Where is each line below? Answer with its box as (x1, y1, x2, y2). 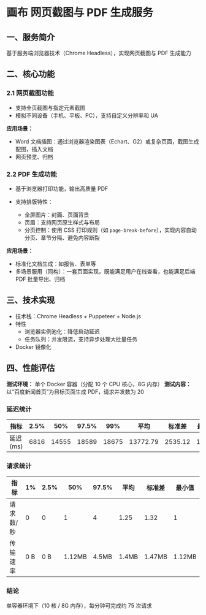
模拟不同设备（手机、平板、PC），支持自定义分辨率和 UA (15, 112, 158, 119)
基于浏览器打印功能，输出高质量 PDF (15, 185, 109, 192)
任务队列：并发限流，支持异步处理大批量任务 (24, 335, 138, 343)
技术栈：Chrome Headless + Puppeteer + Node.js (15, 312, 141, 319)
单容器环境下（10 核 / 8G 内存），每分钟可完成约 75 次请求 (6, 602, 152, 609)
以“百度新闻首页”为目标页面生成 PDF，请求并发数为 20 (6, 388, 144, 395)
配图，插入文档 (15, 145, 53, 153)
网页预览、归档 (15, 153, 53, 160)
